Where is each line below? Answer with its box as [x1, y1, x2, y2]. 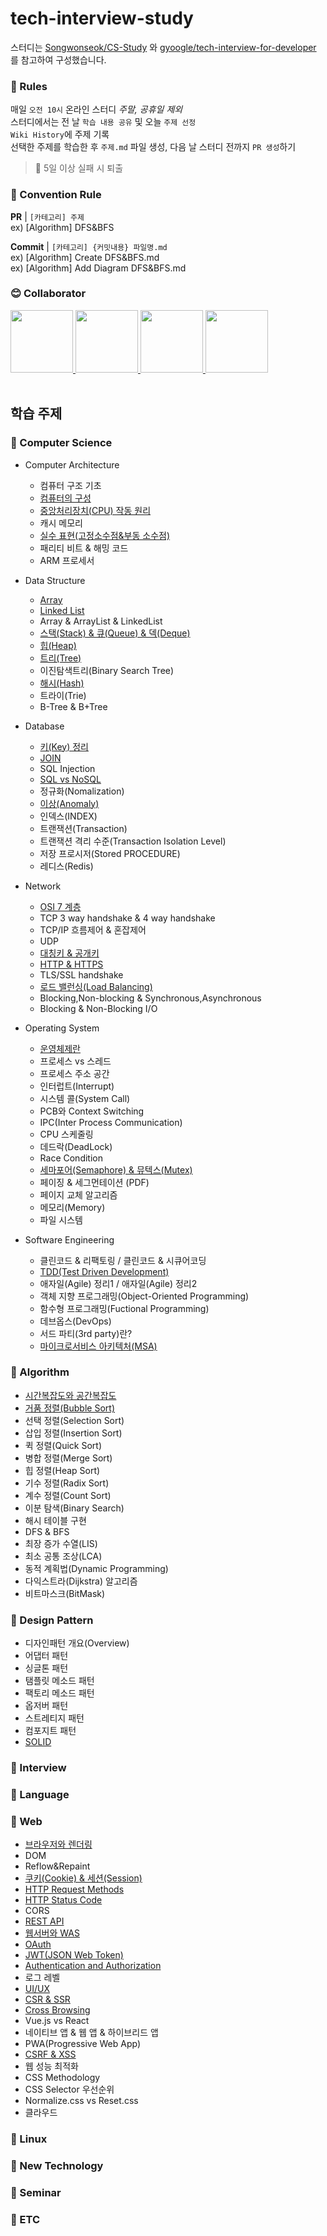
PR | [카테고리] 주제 [10, 210, 85, 222]
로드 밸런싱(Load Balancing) [39, 980, 153, 992]
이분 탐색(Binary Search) [24, 1502, 125, 1514]
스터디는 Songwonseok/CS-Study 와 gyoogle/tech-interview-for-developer [10, 41, 317, 53]
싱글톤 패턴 [24, 1662, 69, 1674]
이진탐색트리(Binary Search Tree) [39, 664, 175, 676]
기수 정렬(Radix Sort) [24, 1477, 110, 1489]
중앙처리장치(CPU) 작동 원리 [39, 504, 152, 516]
